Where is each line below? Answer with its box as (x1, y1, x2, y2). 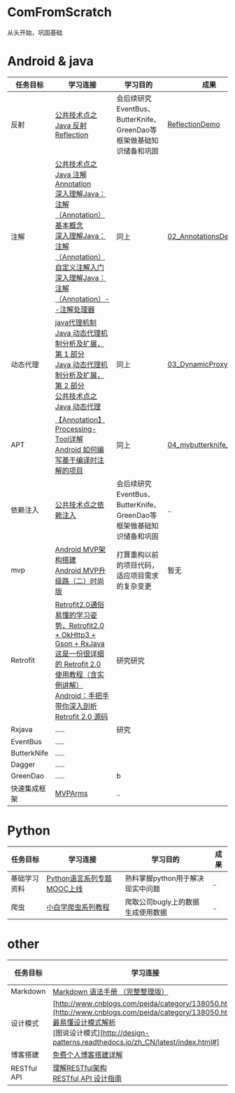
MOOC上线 (46, 884, 83, 893)
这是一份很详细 (55, 649, 105, 659)
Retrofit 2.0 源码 (55, 712, 108, 722)
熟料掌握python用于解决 (124, 873, 204, 883)
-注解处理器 (55, 304, 95, 314)
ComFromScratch (7, 4, 112, 20)
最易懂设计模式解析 (52, 1017, 116, 1027)
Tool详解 (55, 434, 84, 444)
